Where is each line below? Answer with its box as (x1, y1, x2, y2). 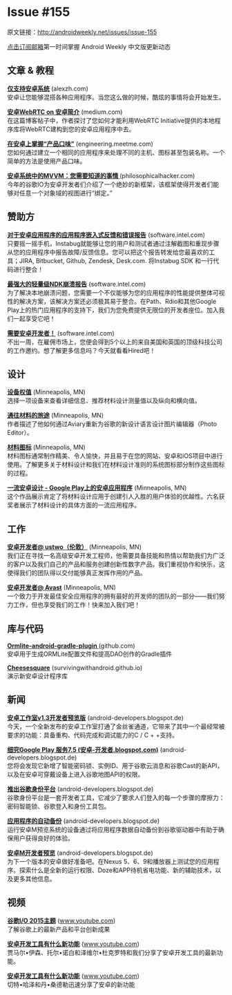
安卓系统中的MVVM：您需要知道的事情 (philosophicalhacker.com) (7, 171, 195, 180)
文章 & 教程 (7, 65, 55, 77)
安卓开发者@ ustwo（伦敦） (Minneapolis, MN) (7, 543, 142, 551)
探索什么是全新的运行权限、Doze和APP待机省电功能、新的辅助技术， (19, 866, 215, 874)
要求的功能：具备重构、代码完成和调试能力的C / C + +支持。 (7, 731, 178, 739)
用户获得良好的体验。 (12, 833, 74, 842)
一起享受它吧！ (12, 314, 56, 322)
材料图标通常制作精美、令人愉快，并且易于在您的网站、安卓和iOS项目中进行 (7, 452, 223, 460)
